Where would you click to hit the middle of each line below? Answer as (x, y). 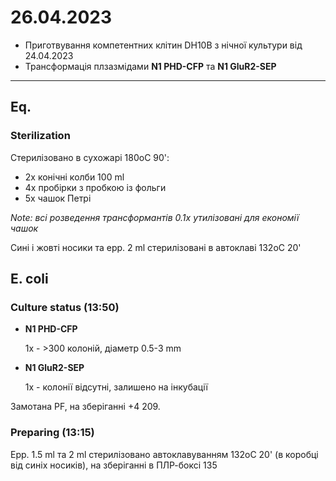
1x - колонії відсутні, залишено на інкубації (116, 387)
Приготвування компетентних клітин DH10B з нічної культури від (163, 45)
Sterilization (40, 136)
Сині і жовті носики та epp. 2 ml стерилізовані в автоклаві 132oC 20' (156, 247)
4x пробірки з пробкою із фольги (95, 187)
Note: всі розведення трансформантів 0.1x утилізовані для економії (155, 217)
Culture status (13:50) (65, 307)
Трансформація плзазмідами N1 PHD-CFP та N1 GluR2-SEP (150, 66)
